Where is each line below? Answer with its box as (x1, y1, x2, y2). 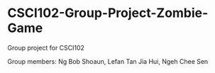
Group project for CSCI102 (7, 43, 85, 52)
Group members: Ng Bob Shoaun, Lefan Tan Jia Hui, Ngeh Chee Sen (7, 57, 209, 65)
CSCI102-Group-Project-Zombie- (7, 5, 209, 21)
